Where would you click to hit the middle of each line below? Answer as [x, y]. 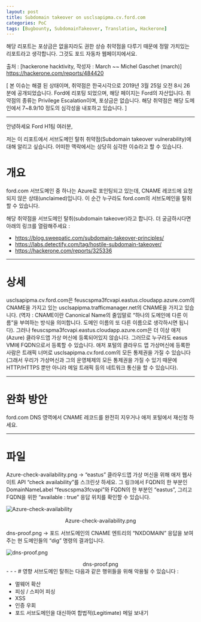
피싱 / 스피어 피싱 [35, 591]
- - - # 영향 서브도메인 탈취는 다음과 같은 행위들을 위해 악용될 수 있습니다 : [92, 571]
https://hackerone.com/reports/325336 [63, 251]
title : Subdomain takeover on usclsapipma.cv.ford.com [76, 17]
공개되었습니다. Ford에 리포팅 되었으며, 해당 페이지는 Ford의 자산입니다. [101, 93]
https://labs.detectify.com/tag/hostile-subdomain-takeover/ [88, 244]
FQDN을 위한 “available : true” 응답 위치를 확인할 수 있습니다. [78, 497]
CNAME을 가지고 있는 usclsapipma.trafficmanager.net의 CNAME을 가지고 [95, 308]
